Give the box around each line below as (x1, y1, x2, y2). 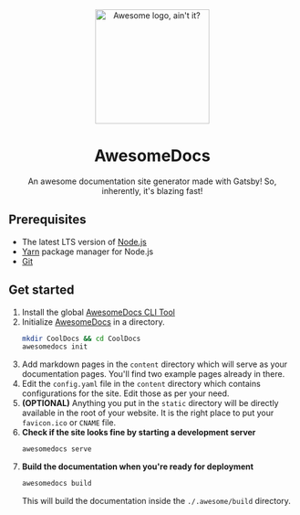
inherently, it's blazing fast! (101, 185, 203, 196)
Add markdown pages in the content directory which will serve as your (21, 359, 288, 370)
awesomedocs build (21, 479, 92, 488)
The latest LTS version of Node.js (21, 236, 147, 247)
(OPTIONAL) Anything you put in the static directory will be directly (21, 398, 279, 409)
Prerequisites (8, 212, 87, 228)
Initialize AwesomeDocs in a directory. (21, 316, 165, 327)
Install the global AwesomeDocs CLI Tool (21, 306, 175, 317)
